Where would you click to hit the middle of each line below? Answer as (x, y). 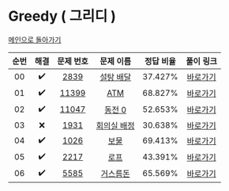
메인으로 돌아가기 (35, 40)
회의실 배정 (115, 125)
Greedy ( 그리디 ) (62, 16)
